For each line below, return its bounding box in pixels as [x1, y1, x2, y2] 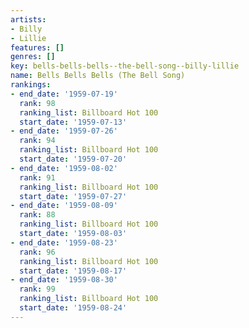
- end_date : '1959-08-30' [10, 275, 118, 285]
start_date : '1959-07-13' [19, 117, 128, 127]
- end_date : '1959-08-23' [10, 237, 118, 248]
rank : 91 [19, 172, 56, 183]
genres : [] [10, 52, 56, 62]
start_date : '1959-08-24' [19, 303, 128, 313]
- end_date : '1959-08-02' [10, 163, 118, 173]
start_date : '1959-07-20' [19, 154, 128, 164]
